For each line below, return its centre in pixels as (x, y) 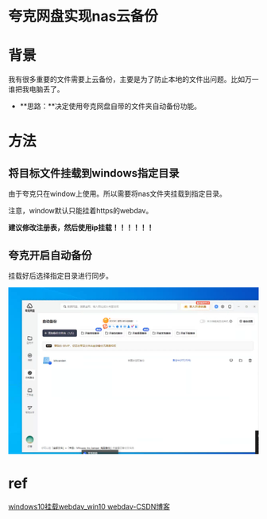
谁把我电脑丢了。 (36, 89)
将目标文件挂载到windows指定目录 (94, 173)
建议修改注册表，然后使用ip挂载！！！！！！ (81, 228)
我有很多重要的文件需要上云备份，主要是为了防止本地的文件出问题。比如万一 (133, 80)
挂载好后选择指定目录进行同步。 (60, 275)
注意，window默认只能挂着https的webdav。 (81, 211)
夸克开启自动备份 (50, 255)
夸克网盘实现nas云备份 (83, 16)
